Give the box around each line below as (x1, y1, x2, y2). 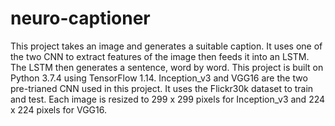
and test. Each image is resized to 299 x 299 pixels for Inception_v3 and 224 (10, 93, 326, 105)
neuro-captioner (10, 7, 151, 30)
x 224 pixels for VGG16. (10, 103, 107, 116)
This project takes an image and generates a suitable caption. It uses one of (10, 40, 323, 52)
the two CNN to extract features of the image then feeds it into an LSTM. (10, 50, 310, 62)
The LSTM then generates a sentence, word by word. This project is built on (10, 61, 324, 73)
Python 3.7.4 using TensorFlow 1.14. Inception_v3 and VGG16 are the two (10, 72, 308, 84)
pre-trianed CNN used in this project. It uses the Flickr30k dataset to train (10, 82, 314, 94)
